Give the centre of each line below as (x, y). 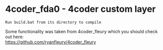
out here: (14, 37)
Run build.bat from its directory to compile (53, 22)
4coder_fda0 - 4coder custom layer (81, 9)
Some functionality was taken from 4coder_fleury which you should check (81, 31)
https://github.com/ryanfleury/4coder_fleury (51, 42)
